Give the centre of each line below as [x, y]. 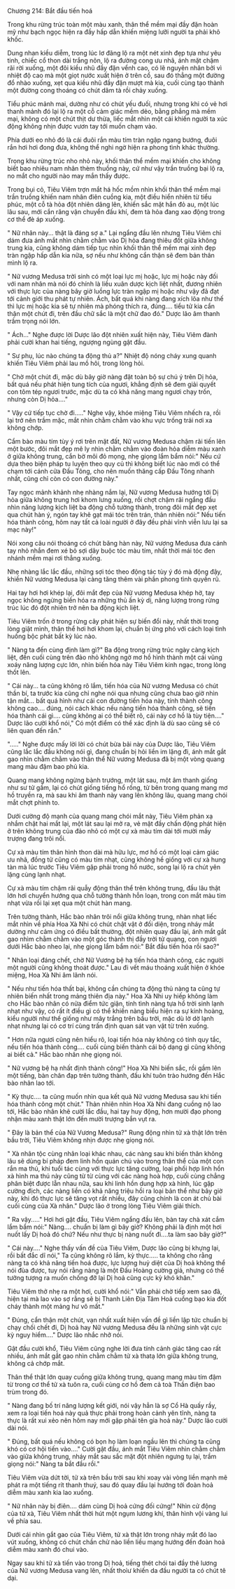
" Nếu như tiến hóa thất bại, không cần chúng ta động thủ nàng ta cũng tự [114, 989]
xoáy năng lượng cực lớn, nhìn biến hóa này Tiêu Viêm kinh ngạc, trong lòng [117, 665]
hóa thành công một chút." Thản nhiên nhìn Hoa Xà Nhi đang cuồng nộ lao [114, 1104]
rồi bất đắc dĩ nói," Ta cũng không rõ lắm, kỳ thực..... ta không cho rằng [110, 1255]
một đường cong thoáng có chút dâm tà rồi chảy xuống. [87, 90]
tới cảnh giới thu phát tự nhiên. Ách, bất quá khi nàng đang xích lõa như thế [115, 299]
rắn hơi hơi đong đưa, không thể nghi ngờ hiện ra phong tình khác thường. [114, 147]
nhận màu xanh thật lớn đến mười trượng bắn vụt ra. [82, 1119]
